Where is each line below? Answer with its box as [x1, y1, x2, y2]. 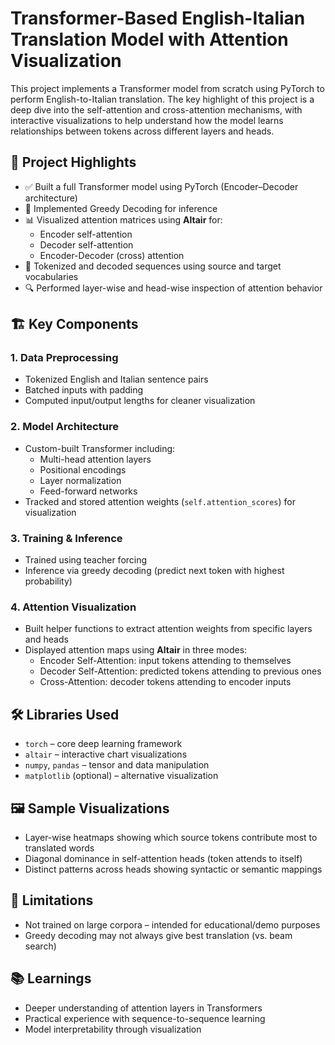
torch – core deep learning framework [24, 738, 183, 750]
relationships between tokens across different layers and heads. [10, 125, 275, 137]
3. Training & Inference [10, 531, 123, 545]
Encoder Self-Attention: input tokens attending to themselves [39, 655, 292, 667]
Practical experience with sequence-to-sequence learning [24, 1012, 266, 1024]
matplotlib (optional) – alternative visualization [24, 770, 219, 782]
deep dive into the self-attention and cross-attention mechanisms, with [10, 103, 303, 116]
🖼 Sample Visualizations [10, 800, 170, 817]
